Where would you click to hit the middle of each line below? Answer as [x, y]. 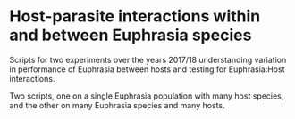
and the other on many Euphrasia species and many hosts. [117, 105]
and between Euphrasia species [131, 35]
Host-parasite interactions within [135, 16]
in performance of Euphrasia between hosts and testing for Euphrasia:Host [147, 69]
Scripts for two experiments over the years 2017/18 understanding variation [148, 59]
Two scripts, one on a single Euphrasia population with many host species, [147, 96]
